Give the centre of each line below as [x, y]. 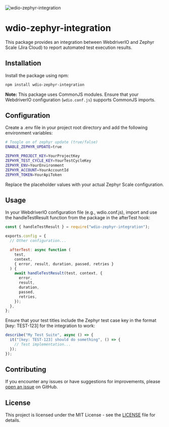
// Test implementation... [43, 344]
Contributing [26, 370]
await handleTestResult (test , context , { [58, 273]
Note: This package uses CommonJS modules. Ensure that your [72, 94]
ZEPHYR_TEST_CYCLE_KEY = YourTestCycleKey [48, 161]
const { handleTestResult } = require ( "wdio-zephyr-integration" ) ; [78, 227]
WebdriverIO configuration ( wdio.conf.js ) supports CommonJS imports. [80, 100]
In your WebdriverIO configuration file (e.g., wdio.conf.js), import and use [81, 212]
